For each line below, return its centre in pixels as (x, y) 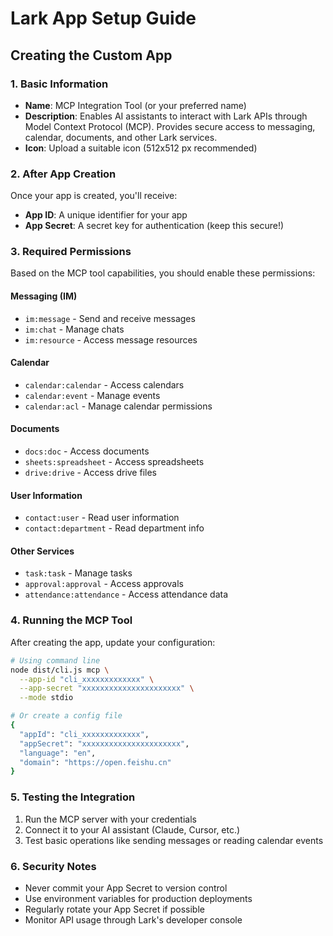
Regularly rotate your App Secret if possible (114, 909)
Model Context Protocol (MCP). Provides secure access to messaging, (170, 126)
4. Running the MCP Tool (71, 620)
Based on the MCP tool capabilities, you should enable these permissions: (163, 273)
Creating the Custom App (91, 55)
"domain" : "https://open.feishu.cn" (95, 762)
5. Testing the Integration (73, 797)
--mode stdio (46, 698)
